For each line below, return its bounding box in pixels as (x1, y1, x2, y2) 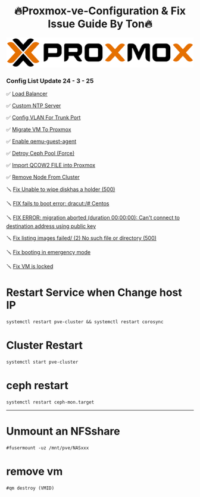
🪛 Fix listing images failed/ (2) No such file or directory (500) (6, 234, 157, 242)
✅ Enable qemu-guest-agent (6, 137, 77, 145)
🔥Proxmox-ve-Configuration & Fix (14, 4, 186, 18)
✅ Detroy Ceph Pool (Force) (6, 149, 75, 157)
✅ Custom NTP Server (6, 102, 61, 109)
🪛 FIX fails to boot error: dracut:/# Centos (6, 199, 110, 207)
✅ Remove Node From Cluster (6, 173, 80, 180)
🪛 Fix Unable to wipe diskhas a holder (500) (6, 186, 115, 193)
